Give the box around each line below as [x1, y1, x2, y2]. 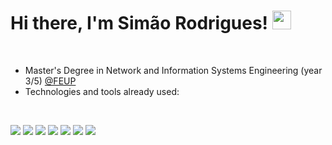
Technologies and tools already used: [24, 85, 180, 97]
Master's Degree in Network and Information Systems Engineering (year [24, 64, 323, 76]
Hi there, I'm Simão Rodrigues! [10, 12, 269, 35]
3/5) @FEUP [24, 75, 77, 87]
